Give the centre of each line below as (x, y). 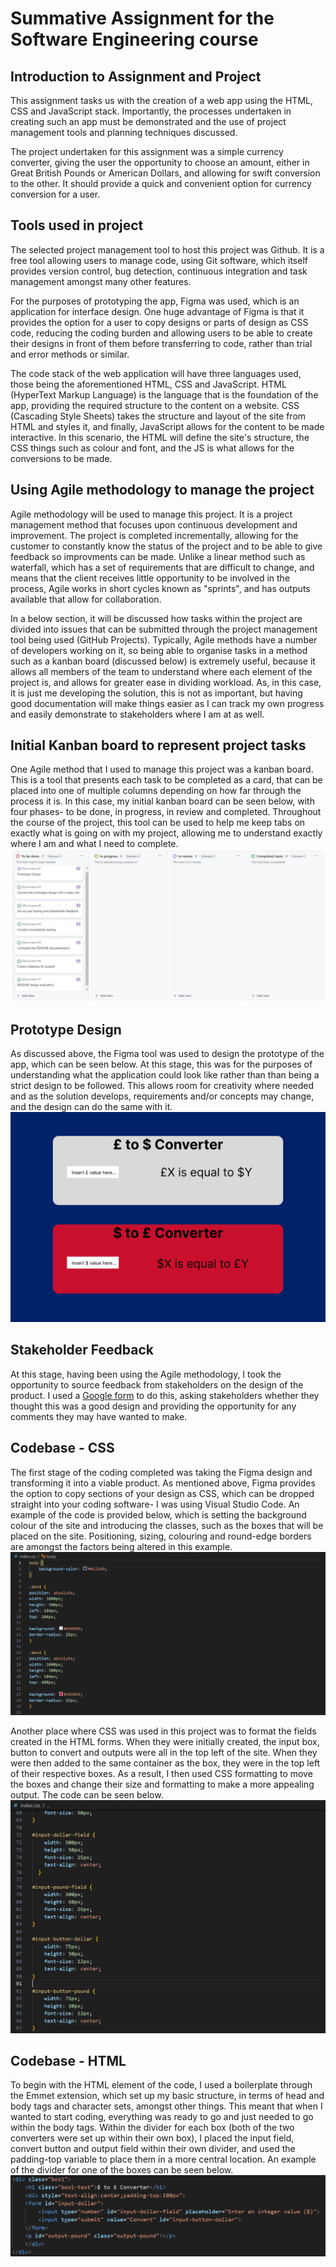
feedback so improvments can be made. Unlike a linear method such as (158, 556)
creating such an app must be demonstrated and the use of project (148, 121)
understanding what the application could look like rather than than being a (165, 1075)
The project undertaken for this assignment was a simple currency (147, 151)
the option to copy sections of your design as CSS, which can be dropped (162, 1493)
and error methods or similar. (70, 354)
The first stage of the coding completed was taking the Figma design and (161, 1472)
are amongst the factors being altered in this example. (121, 1546)
